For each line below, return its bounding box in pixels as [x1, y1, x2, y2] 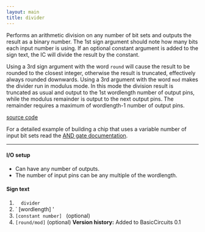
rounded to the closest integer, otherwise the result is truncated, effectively [6, 69, 196, 76]
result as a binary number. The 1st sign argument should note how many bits [6, 38, 198, 45]
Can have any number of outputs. [15, 165, 99, 172]
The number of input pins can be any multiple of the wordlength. [15, 172, 178, 179]
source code [6, 114, 38, 121]
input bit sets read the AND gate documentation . [6, 132, 128, 139]
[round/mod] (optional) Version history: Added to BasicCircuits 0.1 [15, 218, 181, 226]
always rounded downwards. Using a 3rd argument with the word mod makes [6, 76, 198, 83]
